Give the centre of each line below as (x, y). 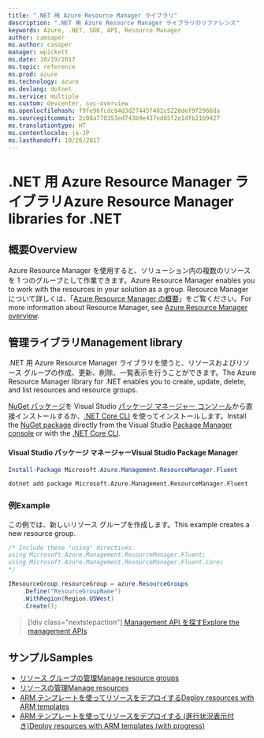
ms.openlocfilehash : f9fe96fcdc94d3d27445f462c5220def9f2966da (114, 111)
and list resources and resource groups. (73, 390)
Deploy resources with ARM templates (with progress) (117, 726)
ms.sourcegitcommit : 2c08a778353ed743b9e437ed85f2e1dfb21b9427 (114, 118)
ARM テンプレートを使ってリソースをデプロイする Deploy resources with (137, 698)
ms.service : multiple (44, 96)
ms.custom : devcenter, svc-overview (68, 103)
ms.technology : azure (44, 81)
